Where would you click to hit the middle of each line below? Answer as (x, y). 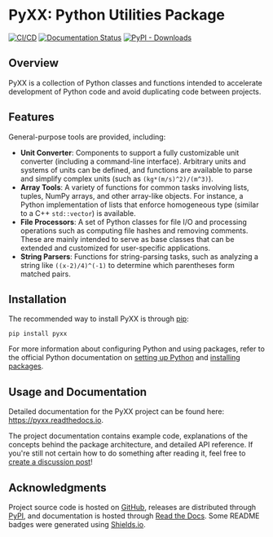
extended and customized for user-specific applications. (115, 248)
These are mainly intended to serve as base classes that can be (127, 239)
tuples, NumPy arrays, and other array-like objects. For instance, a (132, 196)
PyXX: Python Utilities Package (117, 15)
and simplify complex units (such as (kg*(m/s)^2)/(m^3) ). (117, 178)
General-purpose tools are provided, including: (87, 137)
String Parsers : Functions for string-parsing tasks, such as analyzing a (139, 256)
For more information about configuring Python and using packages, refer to (136, 349)
